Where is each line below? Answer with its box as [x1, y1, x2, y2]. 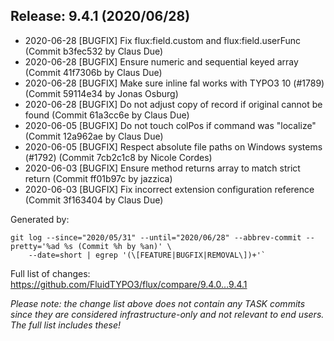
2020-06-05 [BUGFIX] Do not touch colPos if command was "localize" [24, 119, 317, 131]
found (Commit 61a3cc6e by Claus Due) [24, 109, 190, 121]
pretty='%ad [10, 241, 60, 251]
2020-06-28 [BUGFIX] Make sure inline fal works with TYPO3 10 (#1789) [24, 77, 325, 89]
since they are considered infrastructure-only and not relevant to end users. [10, 308, 325, 320]
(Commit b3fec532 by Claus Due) [24, 45, 164, 57]
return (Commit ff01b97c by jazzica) [24, 172, 173, 184]
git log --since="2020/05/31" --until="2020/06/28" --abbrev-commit [10, 232, 302, 243]
